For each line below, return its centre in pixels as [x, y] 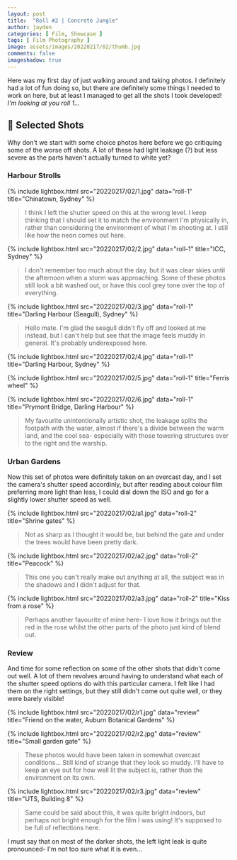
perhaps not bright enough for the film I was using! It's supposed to [123, 820]
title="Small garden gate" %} [50, 742]
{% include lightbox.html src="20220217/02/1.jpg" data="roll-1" [100, 191]
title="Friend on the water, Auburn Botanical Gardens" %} [91, 720]
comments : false [31, 54]
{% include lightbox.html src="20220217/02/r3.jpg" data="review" [104, 791]
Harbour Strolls [34, 176]
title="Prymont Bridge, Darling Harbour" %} [71, 407]
